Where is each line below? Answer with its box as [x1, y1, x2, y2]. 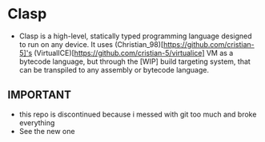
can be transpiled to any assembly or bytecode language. [18, 65, 210, 74]
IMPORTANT [7, 89, 71, 102]
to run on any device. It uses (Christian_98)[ [18, 39, 164, 49]
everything [18, 117, 55, 128]
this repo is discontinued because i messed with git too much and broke [18, 109, 257, 119]
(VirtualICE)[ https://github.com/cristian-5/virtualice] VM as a [34, 48, 234, 57]
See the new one [18, 126, 75, 136]
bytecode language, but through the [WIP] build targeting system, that [18, 57, 251, 66]
